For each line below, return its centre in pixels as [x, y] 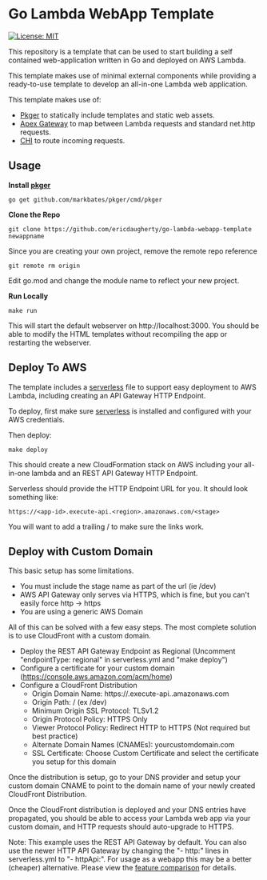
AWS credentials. [37, 419]
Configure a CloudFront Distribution [78, 686]
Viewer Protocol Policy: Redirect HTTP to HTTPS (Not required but [141, 728]
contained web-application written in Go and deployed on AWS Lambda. [127, 60]
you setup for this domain [74, 762]
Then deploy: [30, 435]
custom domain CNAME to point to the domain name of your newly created [132, 786]
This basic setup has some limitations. [71, 571]
